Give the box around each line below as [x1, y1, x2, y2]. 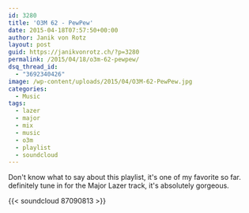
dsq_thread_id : [8, 63, 58, 71]
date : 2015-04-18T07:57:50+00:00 [8, 26, 119, 34]
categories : [8, 84, 47, 93]
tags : [8, 99, 26, 107]
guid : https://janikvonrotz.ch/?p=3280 [8, 48, 140, 56]
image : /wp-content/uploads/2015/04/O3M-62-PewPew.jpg [8, 77, 193, 85]
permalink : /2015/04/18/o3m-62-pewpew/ [8, 56, 140, 64]
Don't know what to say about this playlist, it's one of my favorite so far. [8, 173, 241, 182]
